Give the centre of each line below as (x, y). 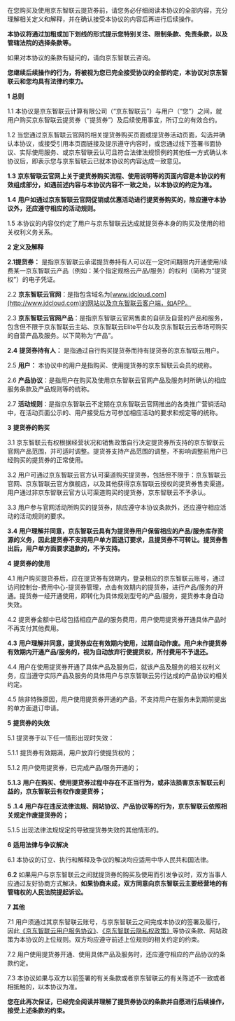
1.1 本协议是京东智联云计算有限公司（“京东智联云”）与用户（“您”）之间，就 (115, 111)
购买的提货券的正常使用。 (50, 460)
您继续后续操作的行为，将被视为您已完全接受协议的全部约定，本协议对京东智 (117, 73)
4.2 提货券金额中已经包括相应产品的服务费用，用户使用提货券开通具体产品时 (117, 620)
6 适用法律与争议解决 (38, 845)
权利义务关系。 (35, 232)
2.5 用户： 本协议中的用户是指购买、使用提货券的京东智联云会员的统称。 (112, 365)
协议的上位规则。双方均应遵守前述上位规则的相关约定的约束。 (114, 939)
